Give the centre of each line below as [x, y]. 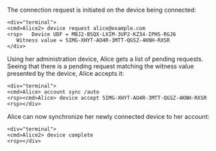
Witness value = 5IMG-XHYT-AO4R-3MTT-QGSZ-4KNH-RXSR [93, 40]
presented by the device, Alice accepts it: [66, 73]
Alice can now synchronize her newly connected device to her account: [108, 116]
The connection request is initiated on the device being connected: [102, 10]
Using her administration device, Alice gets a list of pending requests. [105, 59]
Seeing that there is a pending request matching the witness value [100, 66]
